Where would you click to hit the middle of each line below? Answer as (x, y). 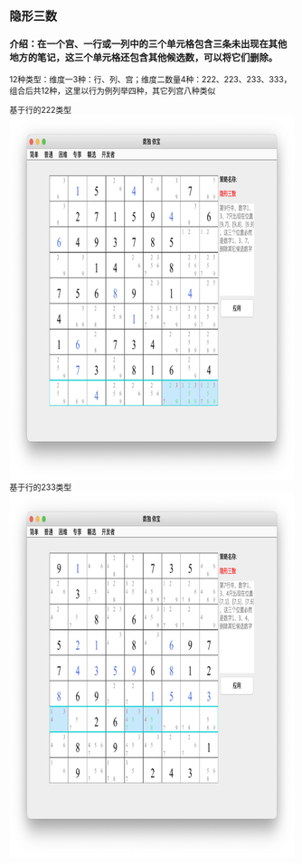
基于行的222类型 (41, 109)
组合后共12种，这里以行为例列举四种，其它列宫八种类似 (113, 90)
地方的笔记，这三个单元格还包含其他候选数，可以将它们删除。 (144, 58)
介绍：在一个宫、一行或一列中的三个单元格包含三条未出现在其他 (148, 44)
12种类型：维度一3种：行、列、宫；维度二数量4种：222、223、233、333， (151, 79)
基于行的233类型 (41, 487)
